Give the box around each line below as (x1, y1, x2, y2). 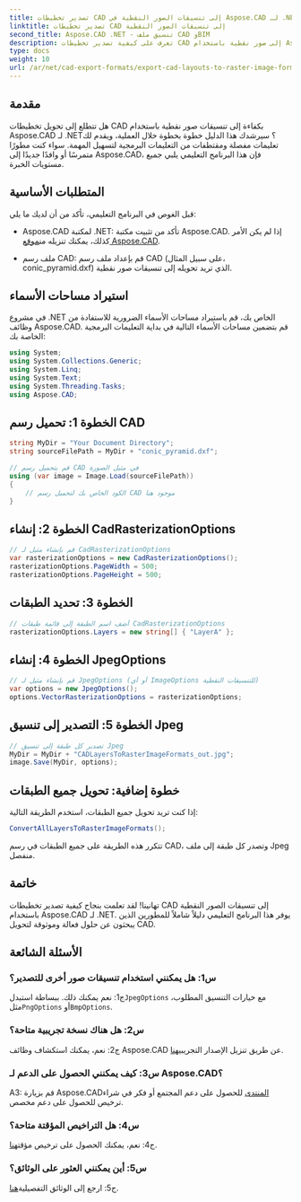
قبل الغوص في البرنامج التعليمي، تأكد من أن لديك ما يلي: (9, 208, 197, 219)
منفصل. (9, 849, 36, 860)
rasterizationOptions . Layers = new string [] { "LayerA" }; (9, 627, 235, 636)
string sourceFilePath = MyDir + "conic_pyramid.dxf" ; (9, 447, 219, 456)
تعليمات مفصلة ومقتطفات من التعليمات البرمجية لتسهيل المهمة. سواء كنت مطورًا (9, 139, 279, 150)
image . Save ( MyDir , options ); (9, 758, 118, 768)
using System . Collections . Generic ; (9, 356, 142, 366)
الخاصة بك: (9, 331, 47, 342)
